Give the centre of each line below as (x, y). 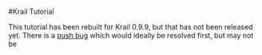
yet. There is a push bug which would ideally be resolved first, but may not (131, 35)
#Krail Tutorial (31, 12)
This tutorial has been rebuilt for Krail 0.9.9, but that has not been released (131, 27)
